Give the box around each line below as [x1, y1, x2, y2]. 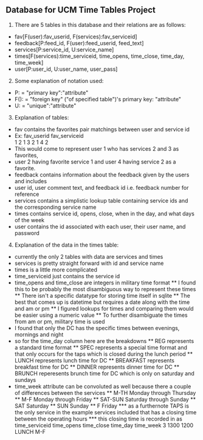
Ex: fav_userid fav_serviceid [14, 132, 84, 139]
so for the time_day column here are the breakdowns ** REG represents [14, 337, 194, 344]
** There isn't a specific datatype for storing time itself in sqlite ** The [14, 292, 191, 299]
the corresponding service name [14, 203, 97, 211]
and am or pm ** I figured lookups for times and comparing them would [14, 305, 194, 312]
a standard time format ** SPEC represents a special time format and [14, 344, 188, 351]
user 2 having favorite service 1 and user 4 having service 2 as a [14, 158, 176, 165]
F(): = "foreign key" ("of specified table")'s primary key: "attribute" [14, 95, 182, 103]
